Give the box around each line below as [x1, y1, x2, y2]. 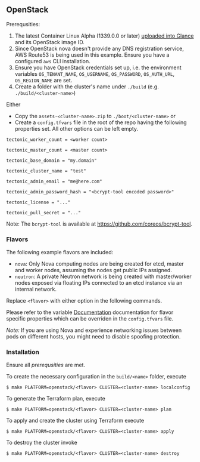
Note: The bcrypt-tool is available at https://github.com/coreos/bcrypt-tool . [6, 220, 193, 227]
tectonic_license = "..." [6, 199, 70, 205]
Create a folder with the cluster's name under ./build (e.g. [14, 83, 159, 90]
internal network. [14, 286, 57, 293]
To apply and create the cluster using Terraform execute [6, 417, 145, 424]
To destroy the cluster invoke [6, 439, 77, 446]
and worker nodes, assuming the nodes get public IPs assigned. [14, 267, 173, 274]
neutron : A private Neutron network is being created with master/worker [14, 273, 192, 280]
